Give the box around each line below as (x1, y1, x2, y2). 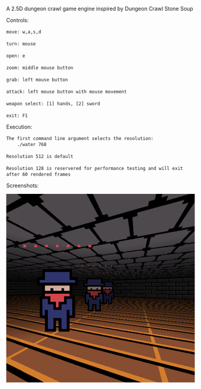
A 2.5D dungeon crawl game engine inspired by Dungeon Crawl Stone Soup (6, 5, 193, 12)
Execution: (6, 123, 32, 130)
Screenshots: (6, 182, 39, 189)
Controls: (6, 17, 29, 23)
